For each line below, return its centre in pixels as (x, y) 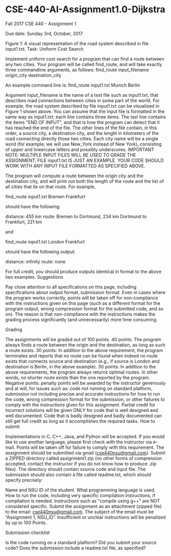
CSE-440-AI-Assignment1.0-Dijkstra (85, 9)
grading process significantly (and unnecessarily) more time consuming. (81, 319)
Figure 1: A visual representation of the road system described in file (77, 43)
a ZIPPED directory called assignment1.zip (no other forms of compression (84, 458)
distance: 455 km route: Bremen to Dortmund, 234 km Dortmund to (76, 216)
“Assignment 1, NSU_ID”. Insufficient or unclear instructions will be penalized (86, 517)
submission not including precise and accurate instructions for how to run (83, 394)
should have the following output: (40, 252)
